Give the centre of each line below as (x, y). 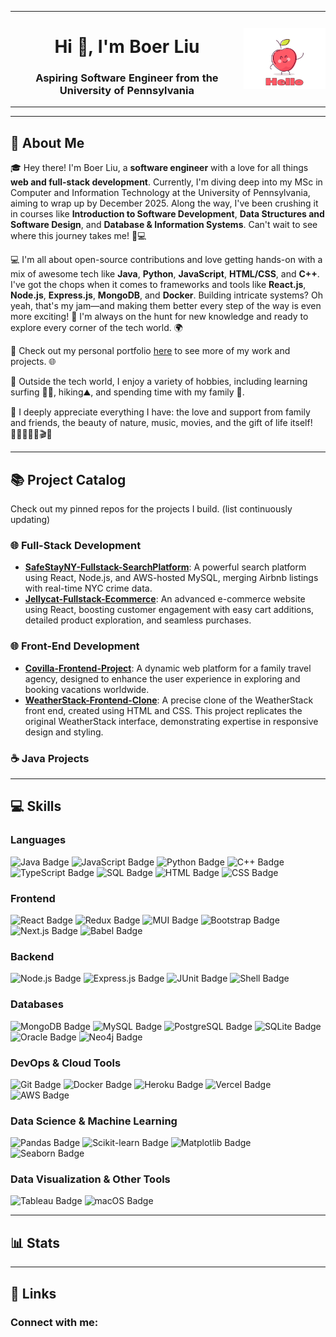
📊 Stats (35, 1242)
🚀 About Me (47, 142)
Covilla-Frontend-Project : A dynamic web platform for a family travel (168, 668)
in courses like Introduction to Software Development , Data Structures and (167, 214)
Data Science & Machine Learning (94, 1121)
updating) (30, 520)
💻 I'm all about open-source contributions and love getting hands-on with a (166, 260)
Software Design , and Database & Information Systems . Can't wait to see (164, 225)
